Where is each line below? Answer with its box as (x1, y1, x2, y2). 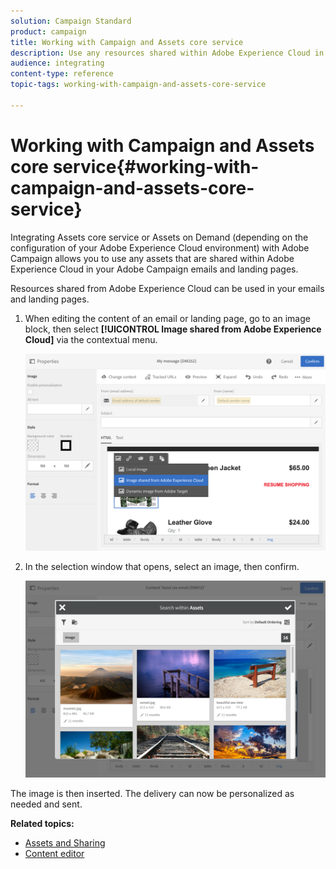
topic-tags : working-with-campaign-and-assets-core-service (10, 80, 267, 90)
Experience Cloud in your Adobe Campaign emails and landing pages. (10, 263, 299, 275)
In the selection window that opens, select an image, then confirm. (24, 561, 300, 573)
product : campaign (10, 26, 87, 37)
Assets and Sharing (24, 836, 106, 849)
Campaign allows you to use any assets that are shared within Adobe (10, 252, 295, 264)
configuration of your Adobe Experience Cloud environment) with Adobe (10, 241, 310, 254)
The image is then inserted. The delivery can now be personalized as (10, 787, 295, 799)
